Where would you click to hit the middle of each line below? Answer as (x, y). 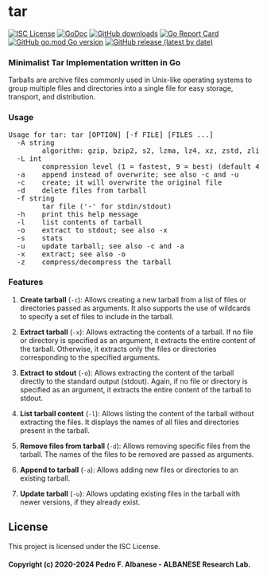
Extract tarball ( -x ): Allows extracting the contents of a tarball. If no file (136, 332)
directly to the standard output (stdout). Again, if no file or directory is (133, 381)
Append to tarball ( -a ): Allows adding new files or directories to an (129, 470)
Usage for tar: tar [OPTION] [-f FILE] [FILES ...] (111, 135)
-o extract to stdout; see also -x (92, 230)
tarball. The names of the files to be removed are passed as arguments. (137, 454)
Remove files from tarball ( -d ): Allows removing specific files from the (135, 446)
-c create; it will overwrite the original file (119, 182)
